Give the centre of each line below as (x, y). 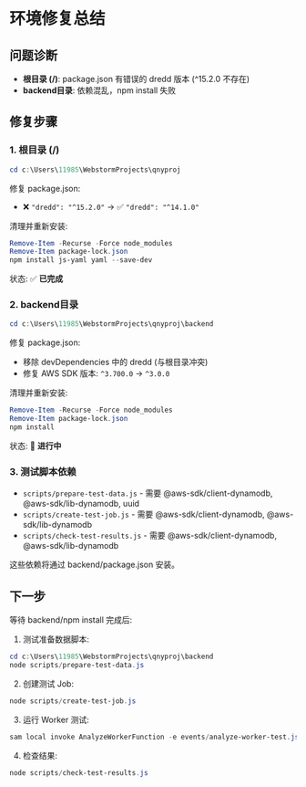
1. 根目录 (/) (35, 150)
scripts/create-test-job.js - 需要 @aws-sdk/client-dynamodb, (143, 514)
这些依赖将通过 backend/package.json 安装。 (95, 565)
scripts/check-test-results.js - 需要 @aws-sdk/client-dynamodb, (150, 536)
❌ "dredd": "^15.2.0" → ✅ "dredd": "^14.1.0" (111, 206)
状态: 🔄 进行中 (36, 446)
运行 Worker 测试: (56, 719)
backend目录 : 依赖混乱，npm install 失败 (99, 90)
